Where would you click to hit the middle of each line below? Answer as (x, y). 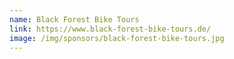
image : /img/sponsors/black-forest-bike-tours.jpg (117, 38)
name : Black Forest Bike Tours (74, 19)
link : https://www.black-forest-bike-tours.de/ (110, 29)
